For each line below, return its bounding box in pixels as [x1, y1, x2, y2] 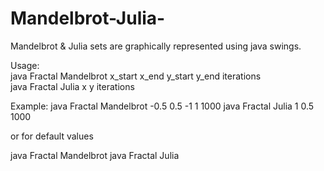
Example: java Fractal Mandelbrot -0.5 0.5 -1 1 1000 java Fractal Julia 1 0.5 [10, 100, 315, 112]
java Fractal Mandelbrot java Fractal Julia [10, 149, 180, 161]
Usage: [10, 59, 40, 71]
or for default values [10, 130, 94, 142]
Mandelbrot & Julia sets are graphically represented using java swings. [10, 40, 302, 52]
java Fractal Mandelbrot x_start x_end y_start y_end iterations [10, 70, 262, 82]
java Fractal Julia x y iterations [10, 80, 135, 92]
